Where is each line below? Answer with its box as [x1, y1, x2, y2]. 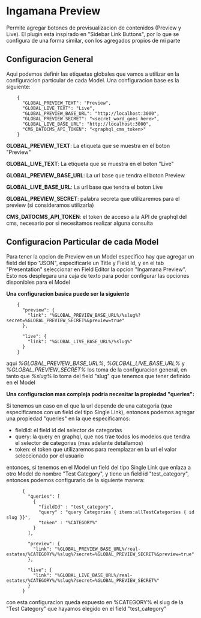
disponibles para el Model [6, 278, 70, 286]
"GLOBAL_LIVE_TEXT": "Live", [22, 105, 95, 111]
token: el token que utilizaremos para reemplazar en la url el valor [14, 445, 177, 453]
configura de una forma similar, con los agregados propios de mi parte [6, 37, 181, 44]
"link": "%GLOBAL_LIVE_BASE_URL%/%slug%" [28, 338, 133, 344]
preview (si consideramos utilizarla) [6, 201, 94, 209]
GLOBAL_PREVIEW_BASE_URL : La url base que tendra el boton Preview [6, 171, 185, 179]
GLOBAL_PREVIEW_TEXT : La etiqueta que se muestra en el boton [6, 142, 170, 149]
